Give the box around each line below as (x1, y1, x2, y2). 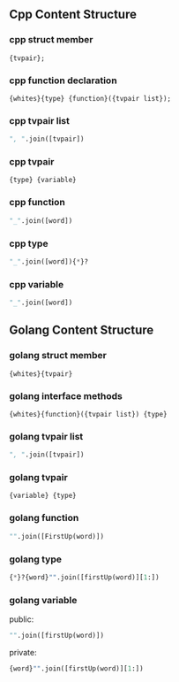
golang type (9, 553, 62, 565)
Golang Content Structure (9, 323, 154, 338)
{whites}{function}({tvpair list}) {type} (9, 410, 168, 418)
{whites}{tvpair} (9, 369, 73, 379)
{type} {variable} (9, 176, 77, 185)
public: (9, 614, 34, 625)
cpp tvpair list (9, 114, 71, 126)
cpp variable (9, 278, 64, 290)
